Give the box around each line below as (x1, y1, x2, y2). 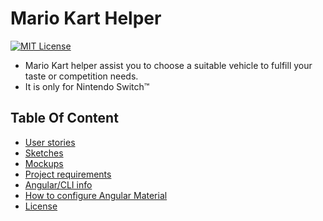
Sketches (24, 147, 64, 159)
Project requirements (24, 168, 112, 180)
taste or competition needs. (24, 70, 139, 82)
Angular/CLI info (24, 178, 93, 191)
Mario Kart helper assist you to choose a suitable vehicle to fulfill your (24, 59, 313, 71)
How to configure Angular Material (24, 189, 168, 201)
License (24, 200, 58, 212)
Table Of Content (10, 110, 119, 127)
